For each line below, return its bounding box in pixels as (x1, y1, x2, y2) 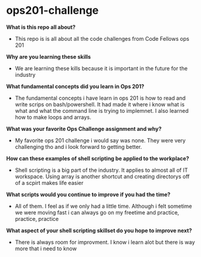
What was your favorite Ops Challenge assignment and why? (6, 125, 162, 132)
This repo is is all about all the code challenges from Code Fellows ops (14, 35, 190, 42)
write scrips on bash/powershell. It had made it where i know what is (14, 100, 185, 108)
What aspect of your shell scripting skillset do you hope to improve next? (6, 226, 192, 234)
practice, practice (14, 215, 59, 222)
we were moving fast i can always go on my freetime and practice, (14, 208, 179, 216)
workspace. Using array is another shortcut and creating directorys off (14, 172, 190, 180)
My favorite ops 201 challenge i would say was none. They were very (14, 136, 186, 144)
